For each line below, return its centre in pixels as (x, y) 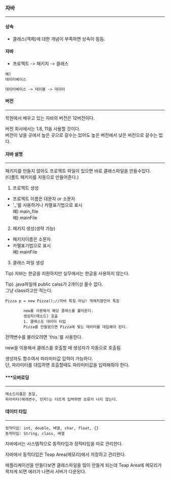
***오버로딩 (17, 377)
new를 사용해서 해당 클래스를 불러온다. (58, 311)
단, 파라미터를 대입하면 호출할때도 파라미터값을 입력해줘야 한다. (68, 365)
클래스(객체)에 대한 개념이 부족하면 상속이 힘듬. (59, 38)
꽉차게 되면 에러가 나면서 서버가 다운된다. (46, 471)
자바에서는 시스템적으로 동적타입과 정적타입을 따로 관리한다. (64, 444)
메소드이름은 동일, (22, 394)
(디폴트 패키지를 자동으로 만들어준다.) (42, 177)
